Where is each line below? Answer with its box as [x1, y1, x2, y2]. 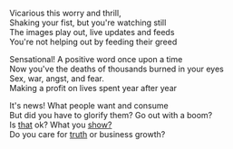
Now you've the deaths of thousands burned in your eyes [9, 63, 224, 74]
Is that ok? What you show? [9, 119, 112, 130]
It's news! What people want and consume [9, 100, 170, 111]
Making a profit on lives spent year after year [9, 83, 178, 93]
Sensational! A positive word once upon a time [9, 54, 183, 64]
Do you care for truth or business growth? [9, 129, 166, 139]
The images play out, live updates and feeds [9, 27, 175, 37]
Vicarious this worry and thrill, [9, 8, 121, 18]
